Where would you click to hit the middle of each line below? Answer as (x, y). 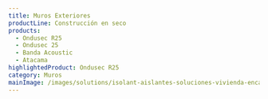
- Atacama (32, 61)
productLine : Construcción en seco (67, 23)
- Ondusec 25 (37, 46)
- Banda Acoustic (44, 53)
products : (25, 30)
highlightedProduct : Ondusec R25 (64, 68)
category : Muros (35, 75)
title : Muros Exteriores (49, 16)
